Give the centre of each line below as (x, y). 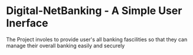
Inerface (27, 23)
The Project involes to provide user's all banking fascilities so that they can (97, 39)
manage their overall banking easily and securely (66, 46)
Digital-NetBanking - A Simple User (94, 11)
